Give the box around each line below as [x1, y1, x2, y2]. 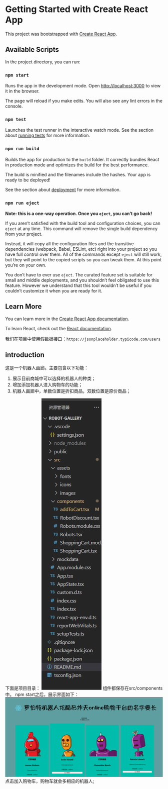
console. [5, 103, 23, 109]
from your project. [5, 231, 42, 237]
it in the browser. [5, 88, 40, 94]
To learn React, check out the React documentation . [5, 325, 112, 331]
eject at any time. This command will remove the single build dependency [5, 225, 158, 232]
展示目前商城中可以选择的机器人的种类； [12, 375, 96, 381]
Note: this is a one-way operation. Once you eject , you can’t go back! [5, 210, 152, 217]
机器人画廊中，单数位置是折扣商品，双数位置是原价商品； [12, 388, 131, 394]
